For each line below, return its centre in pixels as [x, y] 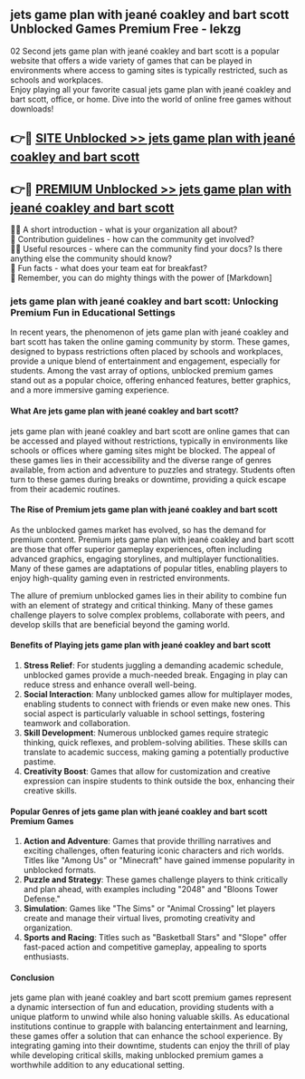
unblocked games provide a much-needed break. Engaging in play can [156, 675]
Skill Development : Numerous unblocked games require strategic [146, 733]
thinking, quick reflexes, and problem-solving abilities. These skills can [155, 742]
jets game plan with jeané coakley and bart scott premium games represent [151, 997]
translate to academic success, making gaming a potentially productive [156, 752]
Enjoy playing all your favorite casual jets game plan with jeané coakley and [151, 89]
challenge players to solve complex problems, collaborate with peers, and [148, 615]
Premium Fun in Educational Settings [93, 312]
